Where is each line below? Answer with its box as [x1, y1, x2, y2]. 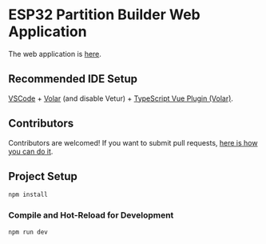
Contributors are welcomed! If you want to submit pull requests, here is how [8, 138, 258, 147]
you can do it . [8, 146, 54, 156]
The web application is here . [8, 49, 102, 58]
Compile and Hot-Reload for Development [8, 210, 174, 221]
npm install [8, 190, 48, 199]
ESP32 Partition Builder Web [8, 6, 201, 24]
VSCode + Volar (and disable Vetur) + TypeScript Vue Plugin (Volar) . [8, 94, 234, 103]
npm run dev [8, 228, 48, 236]
